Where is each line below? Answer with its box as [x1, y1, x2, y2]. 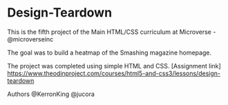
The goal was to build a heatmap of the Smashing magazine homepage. [7, 48, 212, 57]
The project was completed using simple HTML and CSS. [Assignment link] [7, 61, 221, 70]
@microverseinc [7, 35, 54, 43]
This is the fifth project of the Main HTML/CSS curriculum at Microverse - [7, 28, 216, 36]
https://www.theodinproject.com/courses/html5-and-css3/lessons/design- [7, 69, 221, 77]
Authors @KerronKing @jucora [7, 90, 95, 98]
